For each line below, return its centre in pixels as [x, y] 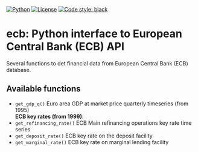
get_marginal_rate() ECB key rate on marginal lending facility [92, 142]
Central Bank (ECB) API [65, 47]
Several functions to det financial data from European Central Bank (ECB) [97, 63]
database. [19, 70]
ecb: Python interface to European [94, 34]
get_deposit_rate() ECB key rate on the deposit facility [84, 136]
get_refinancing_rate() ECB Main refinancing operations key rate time [103, 123]
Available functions [43, 89]
